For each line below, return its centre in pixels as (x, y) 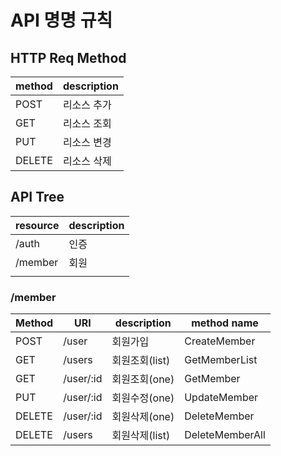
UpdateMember (221, 398)
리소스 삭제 (87, 161)
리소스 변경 (87, 142)
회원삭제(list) (141, 436)
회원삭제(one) (143, 417)
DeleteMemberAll (225, 435)
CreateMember (220, 341)
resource (37, 225)
